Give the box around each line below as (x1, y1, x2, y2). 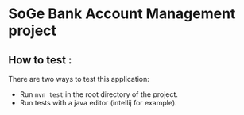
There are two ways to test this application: (8, 75, 149, 83)
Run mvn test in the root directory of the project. (19, 90, 179, 99)
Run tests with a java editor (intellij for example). (19, 98, 177, 107)
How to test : (8, 53, 72, 67)
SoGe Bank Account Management (8, 5, 236, 23)
